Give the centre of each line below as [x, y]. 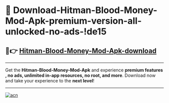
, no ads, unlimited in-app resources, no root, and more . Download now [80, 75]
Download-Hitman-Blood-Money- [85, 10]
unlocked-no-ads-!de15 [56, 32]
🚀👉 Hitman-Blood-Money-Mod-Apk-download [81, 50]
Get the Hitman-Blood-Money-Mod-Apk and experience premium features [84, 70]
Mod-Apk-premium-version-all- [73, 21]
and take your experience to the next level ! [50, 81]
